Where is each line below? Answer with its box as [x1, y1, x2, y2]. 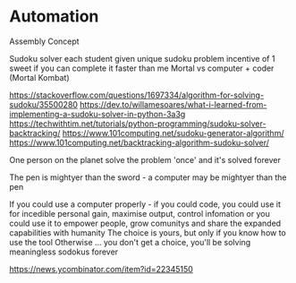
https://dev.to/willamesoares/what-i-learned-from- [80, 99, 267, 109]
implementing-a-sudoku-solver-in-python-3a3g [9, 108, 186, 119]
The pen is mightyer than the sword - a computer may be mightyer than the [9, 172, 288, 183]
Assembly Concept [9, 36, 80, 47]
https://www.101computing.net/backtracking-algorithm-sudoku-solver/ [9, 137, 270, 148]
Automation [9, 6, 99, 27]
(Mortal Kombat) [9, 72, 70, 82]
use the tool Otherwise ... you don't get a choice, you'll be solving [9, 236, 251, 247]
